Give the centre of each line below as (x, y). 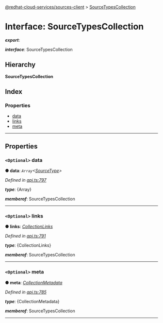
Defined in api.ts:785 (26, 292)
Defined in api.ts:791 (25, 236)
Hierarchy (20, 65)
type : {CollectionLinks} (28, 245)
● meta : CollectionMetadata (34, 282)
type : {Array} (18, 189)
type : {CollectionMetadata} (32, 301)
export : (13, 40)
